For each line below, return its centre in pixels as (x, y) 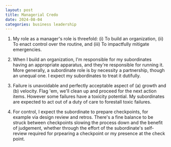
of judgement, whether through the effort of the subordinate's (78, 128)
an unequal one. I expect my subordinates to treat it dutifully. (77, 76)
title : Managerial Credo (32, 15)
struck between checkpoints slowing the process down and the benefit (88, 122)
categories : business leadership (41, 24)
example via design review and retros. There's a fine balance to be (83, 117)
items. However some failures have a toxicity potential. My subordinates (89, 96)
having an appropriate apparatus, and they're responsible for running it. (88, 65)
